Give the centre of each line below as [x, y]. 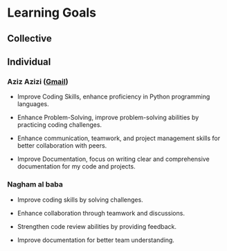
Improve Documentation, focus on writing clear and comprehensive [113, 159]
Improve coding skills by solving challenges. [80, 200]
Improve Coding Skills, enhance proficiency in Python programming [113, 97]
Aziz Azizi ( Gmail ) [38, 81]
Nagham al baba [35, 184]
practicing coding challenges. [60, 125]
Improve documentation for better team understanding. [96, 240]
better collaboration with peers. [62, 146]
